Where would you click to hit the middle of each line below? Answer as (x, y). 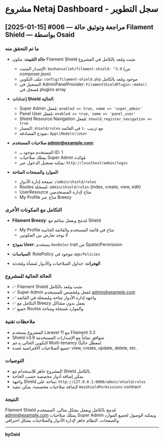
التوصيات (15, 360)
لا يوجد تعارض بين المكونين (44, 235)
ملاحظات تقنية (20, 322)
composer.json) (35, 74)
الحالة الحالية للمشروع (28, 276)
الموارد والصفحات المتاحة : (36, 172)
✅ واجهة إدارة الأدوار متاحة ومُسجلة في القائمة (54, 298)
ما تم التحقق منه (22, 48)
